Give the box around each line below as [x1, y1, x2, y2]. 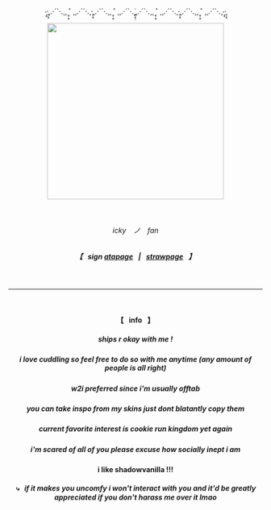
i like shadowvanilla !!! [97, 465, 174, 475]
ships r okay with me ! [98, 334, 173, 344]
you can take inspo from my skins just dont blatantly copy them [26, 404, 245, 413]
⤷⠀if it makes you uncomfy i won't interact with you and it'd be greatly [15, 483, 256, 493]
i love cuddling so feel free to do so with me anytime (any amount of [19, 355, 252, 364]
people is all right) [104, 363, 167, 373]
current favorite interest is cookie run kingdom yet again [39, 424, 232, 433]
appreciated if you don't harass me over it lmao [53, 492, 218, 502]
